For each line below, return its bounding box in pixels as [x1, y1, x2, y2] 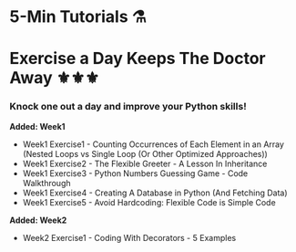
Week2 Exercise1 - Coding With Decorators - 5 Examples [22, 232, 237, 243]
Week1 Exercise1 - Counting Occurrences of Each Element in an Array [22, 139, 285, 150]
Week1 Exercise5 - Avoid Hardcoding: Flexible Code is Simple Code [22, 196, 276, 207]
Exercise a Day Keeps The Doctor [9, 48, 266, 69]
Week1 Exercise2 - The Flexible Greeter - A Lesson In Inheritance [22, 158, 268, 169]
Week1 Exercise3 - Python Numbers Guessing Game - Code [22, 167, 249, 179]
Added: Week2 [9, 215, 67, 226]
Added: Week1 [9, 121, 66, 131]
